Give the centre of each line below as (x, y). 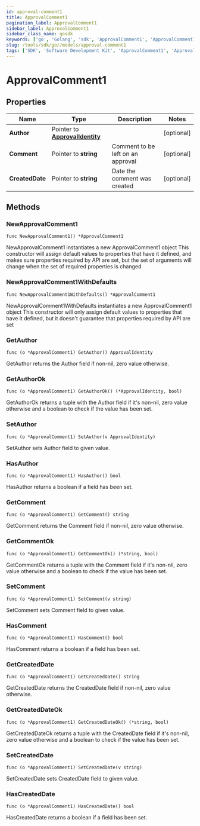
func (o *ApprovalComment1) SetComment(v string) (69, 599)
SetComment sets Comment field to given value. (65, 610)
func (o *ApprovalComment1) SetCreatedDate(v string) (74, 767)
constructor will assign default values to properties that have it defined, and (99, 254)
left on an (125, 154)
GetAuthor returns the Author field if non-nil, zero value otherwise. (88, 364)
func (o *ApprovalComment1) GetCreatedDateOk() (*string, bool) (87, 722)
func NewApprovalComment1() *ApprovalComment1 (65, 237)
